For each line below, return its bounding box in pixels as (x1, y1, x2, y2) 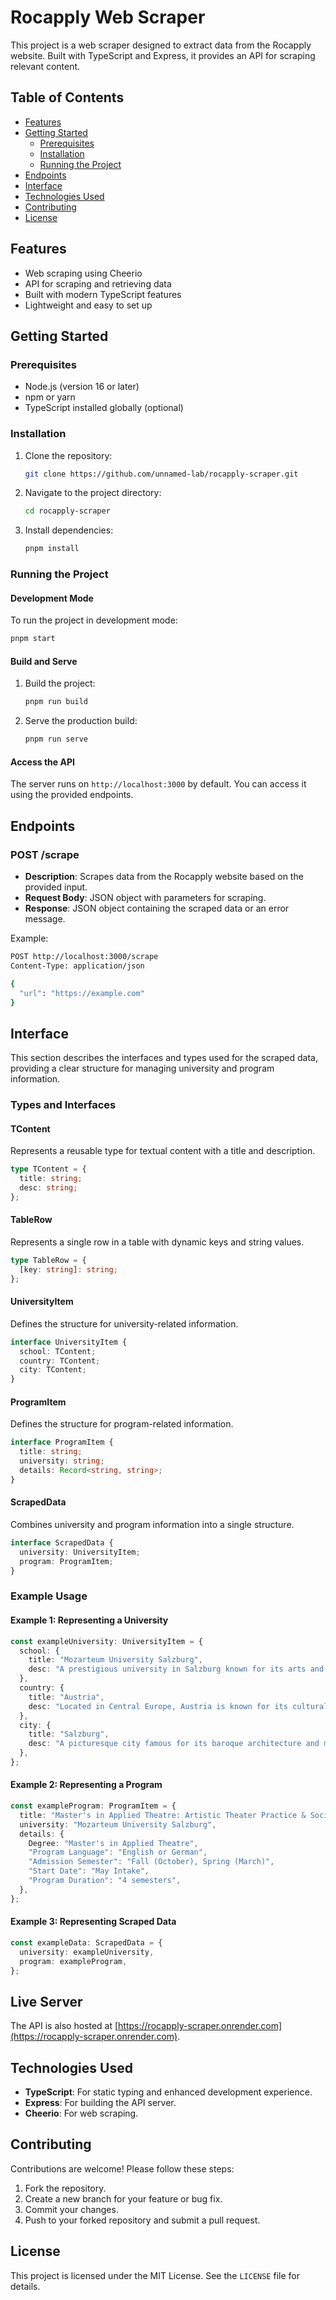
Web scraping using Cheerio (24, 267, 143, 279)
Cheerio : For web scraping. (24, 2107, 139, 2120)
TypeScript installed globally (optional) (24, 402, 184, 414)
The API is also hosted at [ (10, 2020, 119, 2032)
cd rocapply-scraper (24, 506, 111, 516)
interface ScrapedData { (10, 1538, 114, 1548)
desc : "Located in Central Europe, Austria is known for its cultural (28, 1701, 329, 1711)
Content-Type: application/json (10, 961, 145, 971)
